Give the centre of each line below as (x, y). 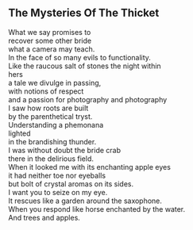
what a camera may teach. (52, 49)
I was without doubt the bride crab (65, 150)
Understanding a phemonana (56, 125)
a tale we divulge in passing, (55, 82)
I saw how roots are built (48, 108)
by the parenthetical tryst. (50, 116)
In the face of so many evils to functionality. (79, 57)
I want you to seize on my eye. (58, 192)
